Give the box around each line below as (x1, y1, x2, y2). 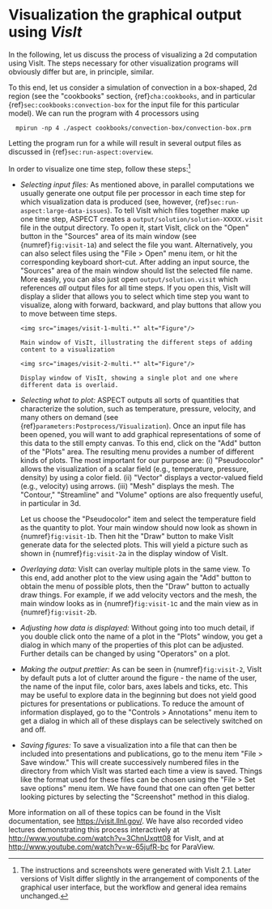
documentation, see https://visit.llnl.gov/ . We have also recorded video (8, 816, 244, 826)
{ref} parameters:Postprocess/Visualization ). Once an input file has (19, 421, 246, 431)
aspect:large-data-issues (19, 206, 108, 215)
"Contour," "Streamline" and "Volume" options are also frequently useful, (19, 490, 264, 499)
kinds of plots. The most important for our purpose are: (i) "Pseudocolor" (19, 455, 264, 465)
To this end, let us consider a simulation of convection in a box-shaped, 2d (8, 83, 257, 92)
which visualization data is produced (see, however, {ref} (19, 197, 210, 206)
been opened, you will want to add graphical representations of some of (19, 429, 261, 439)
